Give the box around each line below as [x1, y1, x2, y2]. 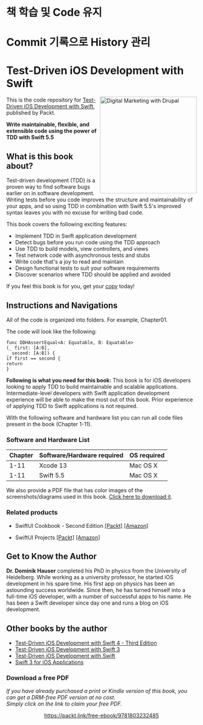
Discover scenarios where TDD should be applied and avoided [14, 271, 171, 278]
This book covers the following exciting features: [6, 221, 127, 228]
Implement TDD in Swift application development [14, 232, 137, 239]
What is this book [6, 151, 74, 161]
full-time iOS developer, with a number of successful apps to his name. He [6, 593, 192, 600]
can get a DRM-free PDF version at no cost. [6, 694, 116, 701]
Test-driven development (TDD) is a [6, 177, 95, 184]
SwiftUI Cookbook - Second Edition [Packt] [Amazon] [14, 522, 149, 529]
